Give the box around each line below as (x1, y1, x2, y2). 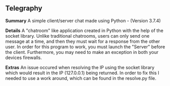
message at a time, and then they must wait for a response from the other (5, 38, 160, 44)
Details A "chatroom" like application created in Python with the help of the (5, 27, 163, 34)
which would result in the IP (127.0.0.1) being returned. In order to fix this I (5, 70, 159, 76)
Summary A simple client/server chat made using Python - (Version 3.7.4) (5, 17, 161, 23)
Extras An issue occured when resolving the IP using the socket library (5, 64, 155, 70)
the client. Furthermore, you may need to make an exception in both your (5, 49, 159, 55)
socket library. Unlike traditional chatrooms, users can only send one (5, 33, 150, 39)
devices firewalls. (5, 54, 42, 61)
